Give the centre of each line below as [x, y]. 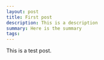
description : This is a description [52, 23]
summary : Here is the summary [44, 28]
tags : [13, 34]
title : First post [29, 17]
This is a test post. [29, 50]
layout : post [23, 12]
